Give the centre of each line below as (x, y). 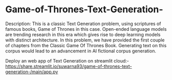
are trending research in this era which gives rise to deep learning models (83, 34)
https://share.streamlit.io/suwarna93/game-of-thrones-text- (69, 66)
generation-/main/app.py (32, 72)
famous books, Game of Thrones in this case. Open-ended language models (86, 29)
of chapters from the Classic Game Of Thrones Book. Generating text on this (86, 45)
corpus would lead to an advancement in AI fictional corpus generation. (81, 51)
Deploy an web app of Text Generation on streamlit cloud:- (67, 61)
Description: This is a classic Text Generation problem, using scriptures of (83, 24)
